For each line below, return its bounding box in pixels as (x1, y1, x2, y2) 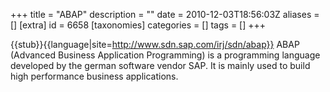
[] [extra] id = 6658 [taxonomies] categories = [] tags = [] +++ (10, 19, 267, 31)
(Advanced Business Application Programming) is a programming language (10, 49, 321, 61)
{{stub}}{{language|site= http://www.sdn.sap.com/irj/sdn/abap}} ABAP (10, 39, 300, 50)
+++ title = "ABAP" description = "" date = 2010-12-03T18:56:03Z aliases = (10, 9, 320, 20)
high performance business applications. (10, 70, 179, 82)
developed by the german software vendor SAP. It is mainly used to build (10, 60, 311, 71)
